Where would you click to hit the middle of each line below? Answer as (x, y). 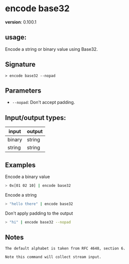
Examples (20, 165)
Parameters (23, 91)
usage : (16, 37)
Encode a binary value (28, 177)
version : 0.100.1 (21, 22)
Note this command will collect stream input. (53, 257)
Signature (20, 65)
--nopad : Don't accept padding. (43, 102)
